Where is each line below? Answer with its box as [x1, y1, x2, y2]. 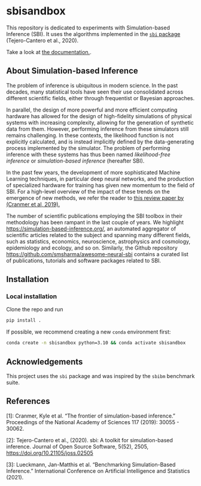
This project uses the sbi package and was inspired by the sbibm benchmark [6, 373, 195, 379]
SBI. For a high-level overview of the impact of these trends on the [6, 188, 170, 195]
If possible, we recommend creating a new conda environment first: [6, 328, 171, 335]
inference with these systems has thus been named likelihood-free [6, 151, 170, 158]
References [6, 396, 50, 406]
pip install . [6, 317, 42, 323]
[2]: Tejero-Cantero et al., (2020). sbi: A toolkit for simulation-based [6, 436, 173, 443]
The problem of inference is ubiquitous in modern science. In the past [6, 82, 178, 89]
